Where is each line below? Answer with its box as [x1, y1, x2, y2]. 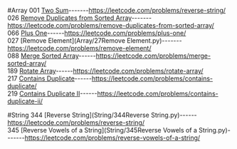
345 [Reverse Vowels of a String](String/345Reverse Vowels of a [7, 126, 198, 134]
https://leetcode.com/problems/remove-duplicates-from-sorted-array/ [7, 21, 215, 29]
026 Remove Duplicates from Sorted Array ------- [7, 14, 152, 22]
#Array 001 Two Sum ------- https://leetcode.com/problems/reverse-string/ [7, 6, 226, 14]
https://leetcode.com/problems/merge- [95, 51, 211, 60]
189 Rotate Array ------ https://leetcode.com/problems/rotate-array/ [7, 67, 204, 75]
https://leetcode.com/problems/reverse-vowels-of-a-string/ [24, 133, 201, 142]
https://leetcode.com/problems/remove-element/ [7, 44, 152, 52]
